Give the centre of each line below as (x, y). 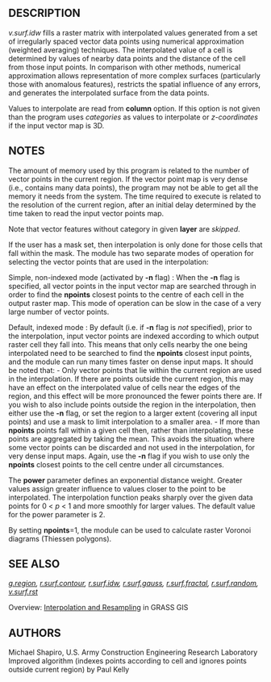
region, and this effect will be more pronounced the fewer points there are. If (135, 395)
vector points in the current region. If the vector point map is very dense (128, 179)
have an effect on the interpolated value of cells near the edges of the (124, 387)
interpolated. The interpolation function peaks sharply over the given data (131, 497)
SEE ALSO (34, 564)
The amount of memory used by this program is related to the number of (129, 170)
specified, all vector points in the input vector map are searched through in (132, 286)
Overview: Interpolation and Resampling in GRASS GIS (98, 608)
